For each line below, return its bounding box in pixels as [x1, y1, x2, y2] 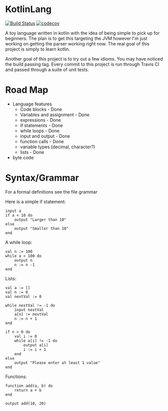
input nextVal [14, 307, 44, 312]
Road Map [5, 84, 49, 96]
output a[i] [23, 342, 49, 347]
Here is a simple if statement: [5, 198, 66, 205]
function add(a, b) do [5, 383, 53, 388]
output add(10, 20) [5, 401, 46, 406]
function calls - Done [20, 138, 64, 144]
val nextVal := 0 [5, 294, 42, 299]
